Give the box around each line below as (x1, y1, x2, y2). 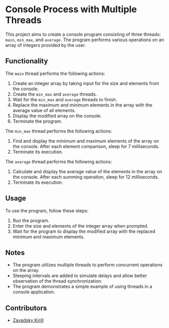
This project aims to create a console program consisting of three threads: (5, 31, 161, 37)
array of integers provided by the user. (5, 42, 86, 48)
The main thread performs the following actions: (5, 70, 105, 76)
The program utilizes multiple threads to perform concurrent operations (12, 262, 163, 268)
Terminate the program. (12, 118, 63, 124)
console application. (12, 289, 55, 295)
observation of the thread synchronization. (12, 278, 103, 284)
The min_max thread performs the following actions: (5, 128, 112, 134)
